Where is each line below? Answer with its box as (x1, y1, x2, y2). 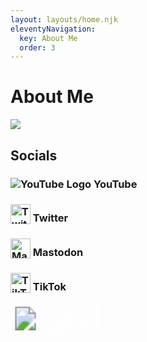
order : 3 (19, 42, 56, 53)
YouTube (93, 177, 138, 191)
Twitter (32, 211, 69, 225)
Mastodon (32, 246, 84, 260)
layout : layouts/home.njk (10, 14, 118, 25)
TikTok (32, 280, 67, 294)
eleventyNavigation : (10, 24, 97, 34)
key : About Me (19, 33, 78, 43)
